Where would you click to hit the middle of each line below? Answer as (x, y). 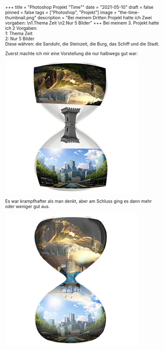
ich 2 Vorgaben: (21, 28)
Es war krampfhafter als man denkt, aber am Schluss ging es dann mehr (79, 201)
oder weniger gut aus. (28, 206)
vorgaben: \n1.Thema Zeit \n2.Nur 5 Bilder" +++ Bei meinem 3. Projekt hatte (82, 23)
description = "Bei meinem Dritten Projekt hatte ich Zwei (95, 18)
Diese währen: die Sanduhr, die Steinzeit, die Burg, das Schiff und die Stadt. (82, 44)
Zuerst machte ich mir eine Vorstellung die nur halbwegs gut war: (72, 53)
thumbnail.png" (21, 18)
